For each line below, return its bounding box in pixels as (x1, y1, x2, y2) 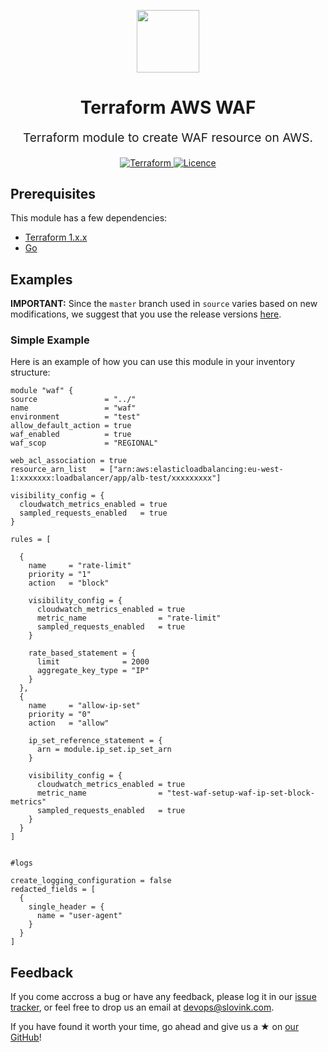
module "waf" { (10, 386, 74, 396)
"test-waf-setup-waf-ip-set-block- (166, 788, 315, 799)
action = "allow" (28, 718, 110, 729)
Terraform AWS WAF (79, 96, 257, 119)
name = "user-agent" (36, 911, 123, 921)
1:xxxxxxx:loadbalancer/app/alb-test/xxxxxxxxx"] (10, 473, 222, 484)
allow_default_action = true (10, 421, 132, 431)
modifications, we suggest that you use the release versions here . (10, 308, 282, 320)
